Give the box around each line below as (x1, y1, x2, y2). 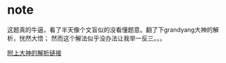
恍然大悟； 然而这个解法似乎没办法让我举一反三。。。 (19, 34, 166, 42)
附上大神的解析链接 (7, 49, 62, 57)
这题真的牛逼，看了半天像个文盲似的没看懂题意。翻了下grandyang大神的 (7, 25, 214, 34)
